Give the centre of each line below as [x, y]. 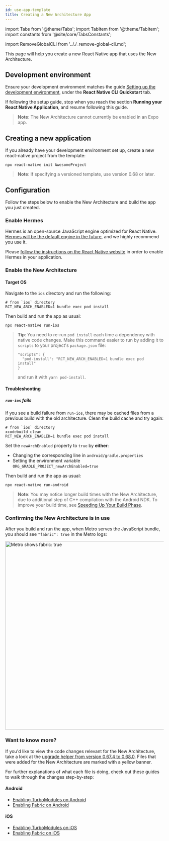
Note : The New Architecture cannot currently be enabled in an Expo [88, 117]
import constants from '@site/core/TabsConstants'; [58, 34]
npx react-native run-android [37, 485]
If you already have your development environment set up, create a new [80, 150]
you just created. [23, 207]
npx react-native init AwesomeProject [46, 165]
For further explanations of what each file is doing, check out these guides [82, 772]
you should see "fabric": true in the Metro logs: [56, 534]
